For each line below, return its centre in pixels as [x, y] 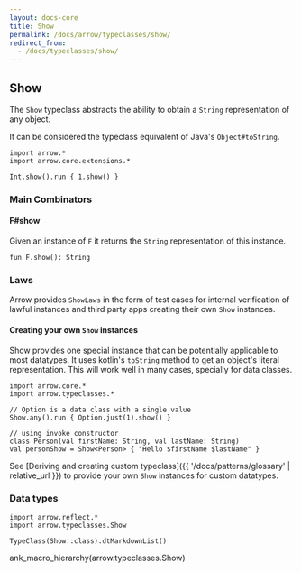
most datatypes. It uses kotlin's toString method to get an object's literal [144, 360]
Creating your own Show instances [73, 329]
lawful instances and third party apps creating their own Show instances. [142, 309]
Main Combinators [51, 199]
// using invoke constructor [64, 433]
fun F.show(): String [50, 258]
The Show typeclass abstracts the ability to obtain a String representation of [150, 109]
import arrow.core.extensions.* [70, 161]
